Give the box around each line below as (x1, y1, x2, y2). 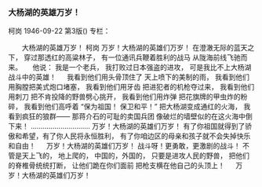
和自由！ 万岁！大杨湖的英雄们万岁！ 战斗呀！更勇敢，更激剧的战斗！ (8, 141, 241, 151)
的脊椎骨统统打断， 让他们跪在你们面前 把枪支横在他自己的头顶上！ (8, 161, 225, 170)
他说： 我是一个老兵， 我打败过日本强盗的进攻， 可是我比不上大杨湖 (32, 63, 252, 72)
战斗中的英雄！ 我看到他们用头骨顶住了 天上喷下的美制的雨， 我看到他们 (8, 72, 249, 82)
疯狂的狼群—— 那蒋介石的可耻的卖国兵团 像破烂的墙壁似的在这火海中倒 (21, 112, 253, 121)
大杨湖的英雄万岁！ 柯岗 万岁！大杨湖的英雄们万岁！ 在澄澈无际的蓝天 (21, 43, 248, 53)
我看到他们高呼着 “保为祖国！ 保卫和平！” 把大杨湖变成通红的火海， (23, 102, 242, 112)
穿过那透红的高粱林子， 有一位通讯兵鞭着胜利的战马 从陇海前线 (23, 53, 227, 62)
